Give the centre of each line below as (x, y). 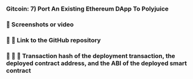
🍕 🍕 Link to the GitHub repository (53, 40)
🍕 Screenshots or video (40, 24)
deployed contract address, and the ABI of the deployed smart (97, 63)
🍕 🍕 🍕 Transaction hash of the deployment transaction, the (91, 56)
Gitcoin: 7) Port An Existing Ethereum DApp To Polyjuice (87, 9)
